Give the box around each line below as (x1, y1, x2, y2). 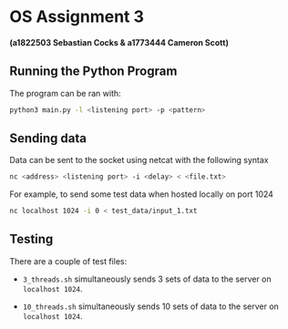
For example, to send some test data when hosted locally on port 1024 (9, 189, 273, 200)
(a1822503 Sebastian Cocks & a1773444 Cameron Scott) (9, 36, 230, 47)
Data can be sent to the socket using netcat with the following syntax (9, 155, 269, 166)
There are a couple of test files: (9, 255, 128, 266)
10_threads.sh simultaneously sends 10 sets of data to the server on (22, 301, 280, 312)
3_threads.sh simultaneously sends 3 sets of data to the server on (22, 273, 272, 284)
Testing (9, 231, 54, 247)
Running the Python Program (9, 64, 178, 79)
